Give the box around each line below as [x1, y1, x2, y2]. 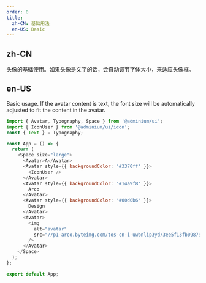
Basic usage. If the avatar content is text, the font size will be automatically [6, 100, 195, 107]
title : [6, 15, 23, 21]
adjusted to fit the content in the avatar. [6, 106, 106, 114]
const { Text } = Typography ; [6, 130, 84, 136]
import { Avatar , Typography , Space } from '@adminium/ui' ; [6, 118, 164, 124]
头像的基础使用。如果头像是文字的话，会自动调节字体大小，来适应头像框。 [6, 65, 194, 73]
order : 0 [6, 9, 29, 15]
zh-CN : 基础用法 [12, 20, 50, 26]
